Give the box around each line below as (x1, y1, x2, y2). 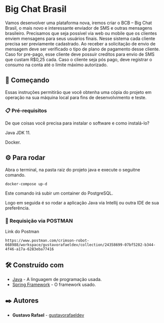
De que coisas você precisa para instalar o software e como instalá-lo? (5, 120, 150, 126)
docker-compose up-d (5, 181, 48, 186)
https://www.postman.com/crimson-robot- (5, 238, 90, 243)
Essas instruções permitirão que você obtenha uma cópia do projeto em (5, 89, 152, 95)
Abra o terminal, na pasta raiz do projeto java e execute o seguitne (5, 166, 140, 172)
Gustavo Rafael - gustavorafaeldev (12, 312, 84, 318)
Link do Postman (5, 229, 40, 235)
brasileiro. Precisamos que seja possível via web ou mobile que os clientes (5, 30, 157, 36)
